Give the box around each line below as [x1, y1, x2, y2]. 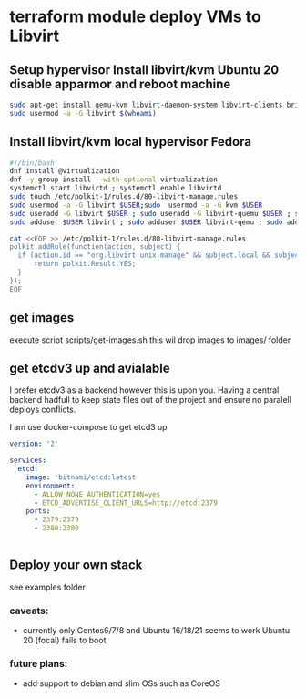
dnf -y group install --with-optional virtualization [9, 175, 219, 184]
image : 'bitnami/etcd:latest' [25, 472, 141, 482]
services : [9, 456, 47, 466]
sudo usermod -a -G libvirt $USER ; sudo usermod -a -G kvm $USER [9, 200, 262, 210]
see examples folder [9, 581, 87, 592]
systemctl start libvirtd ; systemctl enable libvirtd [9, 184, 222, 193]
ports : [25, 507, 51, 516]
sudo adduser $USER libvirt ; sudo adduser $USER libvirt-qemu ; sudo [9, 217, 283, 227]
